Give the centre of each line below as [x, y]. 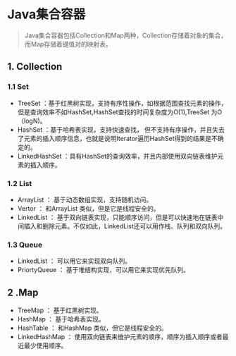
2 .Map [23, 292]
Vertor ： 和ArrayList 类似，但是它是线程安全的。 [88, 208]
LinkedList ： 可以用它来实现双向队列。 [74, 261]
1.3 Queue [25, 245]
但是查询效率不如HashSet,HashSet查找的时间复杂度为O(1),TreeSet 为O [120, 112]
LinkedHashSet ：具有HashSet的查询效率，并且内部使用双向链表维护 [117, 156]
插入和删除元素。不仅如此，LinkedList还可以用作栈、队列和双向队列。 [125, 226]
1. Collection [35, 67]
